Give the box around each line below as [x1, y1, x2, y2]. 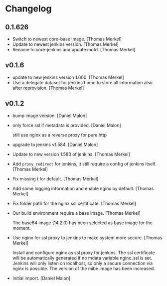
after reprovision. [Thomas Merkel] [12, 85, 84, 91]
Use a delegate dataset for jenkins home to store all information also [12, 79, 153, 85]
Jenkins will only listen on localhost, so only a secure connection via [12, 260, 153, 266]
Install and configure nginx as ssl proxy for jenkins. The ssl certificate [12, 250, 156, 256]
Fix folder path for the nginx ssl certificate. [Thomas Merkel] [12, 200, 136, 206]
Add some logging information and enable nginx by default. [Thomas [12, 185, 154, 191]
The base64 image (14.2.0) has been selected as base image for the [12, 220, 153, 226]
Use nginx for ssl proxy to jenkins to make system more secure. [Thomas [12, 235, 163, 241]
